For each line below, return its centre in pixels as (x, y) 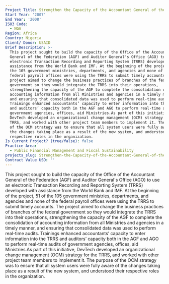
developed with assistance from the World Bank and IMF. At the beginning (82, 190)
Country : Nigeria (23, 38)
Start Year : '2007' (26, 15)
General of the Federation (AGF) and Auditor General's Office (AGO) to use (82, 180)
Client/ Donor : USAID (28, 43)
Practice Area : (21, 146)
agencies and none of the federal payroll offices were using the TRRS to (80, 201)
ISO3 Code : (17, 24)
